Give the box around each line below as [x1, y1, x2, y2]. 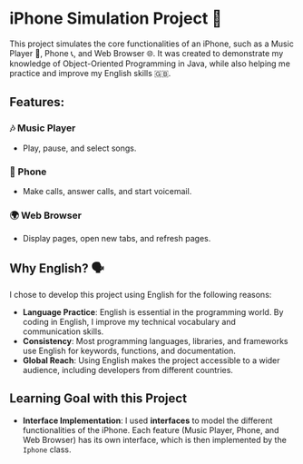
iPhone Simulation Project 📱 [9, 8, 222, 29]
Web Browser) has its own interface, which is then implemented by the [22, 434, 288, 445]
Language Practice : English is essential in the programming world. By [22, 307, 284, 318]
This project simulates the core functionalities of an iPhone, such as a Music [9, 38, 295, 49]
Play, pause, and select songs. [22, 143, 137, 153]
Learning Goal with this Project [9, 390, 188, 407]
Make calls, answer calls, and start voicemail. [22, 185, 192, 196]
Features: [9, 94, 65, 110]
